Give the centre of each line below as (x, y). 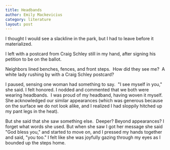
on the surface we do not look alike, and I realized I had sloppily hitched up (84, 106)
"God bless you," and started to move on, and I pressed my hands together (84, 132)
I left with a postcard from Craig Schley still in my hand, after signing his (81, 54)
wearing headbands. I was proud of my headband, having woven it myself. (84, 95)
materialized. (19, 44)
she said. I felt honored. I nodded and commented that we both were (77, 90)
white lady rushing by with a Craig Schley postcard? (60, 75)
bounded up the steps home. (36, 143)
